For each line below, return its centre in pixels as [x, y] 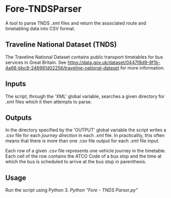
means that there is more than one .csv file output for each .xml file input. [82, 141]
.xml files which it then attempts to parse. [49, 102]
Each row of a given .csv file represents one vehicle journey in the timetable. [86, 151]
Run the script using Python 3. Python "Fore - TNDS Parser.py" [71, 190]
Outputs [19, 117]
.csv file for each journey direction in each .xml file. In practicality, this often [85, 136]
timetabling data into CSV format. [40, 28]
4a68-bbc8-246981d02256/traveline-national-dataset [62, 68]
